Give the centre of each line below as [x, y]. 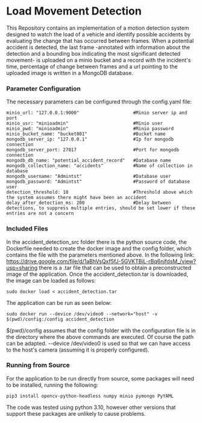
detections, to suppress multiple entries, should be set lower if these [101, 208]
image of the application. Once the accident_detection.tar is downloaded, [97, 274]
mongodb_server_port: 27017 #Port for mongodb [93, 150]
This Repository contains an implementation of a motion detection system [98, 28]
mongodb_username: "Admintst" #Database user [89, 177]
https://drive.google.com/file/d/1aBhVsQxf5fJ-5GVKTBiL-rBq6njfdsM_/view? [101, 261]
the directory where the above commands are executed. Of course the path [100, 336]
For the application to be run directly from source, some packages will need [100, 378]
